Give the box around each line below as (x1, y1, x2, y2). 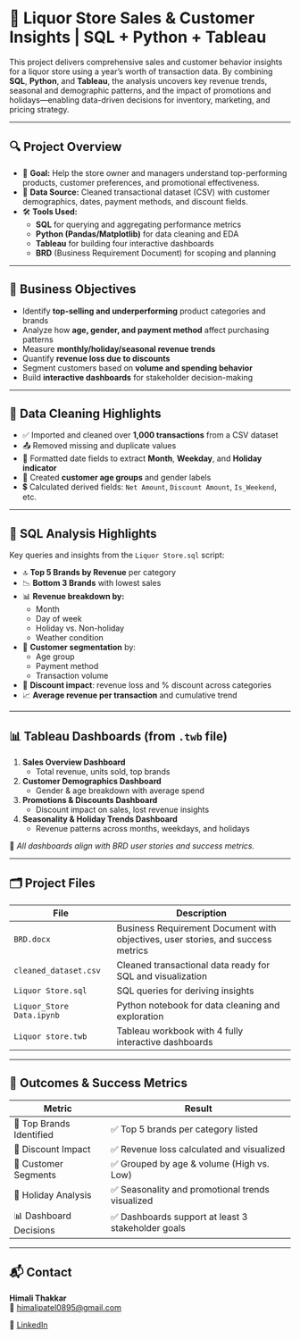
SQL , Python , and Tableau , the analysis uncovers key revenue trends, (9, 75, 268, 86)
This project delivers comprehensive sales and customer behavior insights (9, 56, 283, 67)
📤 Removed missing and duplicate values (21, 440, 177, 451)
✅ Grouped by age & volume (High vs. (110, 1157, 270, 1169)
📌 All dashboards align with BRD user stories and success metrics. (9, 841, 255, 851)
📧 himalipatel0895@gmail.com (9, 1302, 122, 1313)
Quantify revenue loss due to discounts (21, 353, 171, 364)
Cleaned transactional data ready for (116, 958, 271, 971)
